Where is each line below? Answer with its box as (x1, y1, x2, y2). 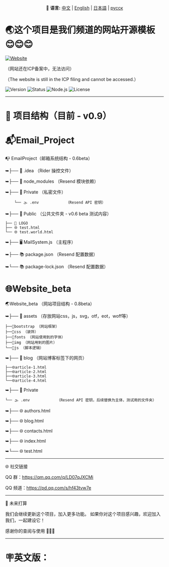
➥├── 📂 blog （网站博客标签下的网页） (5, 355, 87, 361)
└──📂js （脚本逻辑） (5, 345, 44, 350)
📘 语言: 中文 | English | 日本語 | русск (46, 5, 123, 11)
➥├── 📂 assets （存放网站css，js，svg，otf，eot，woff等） (5, 313, 131, 319)
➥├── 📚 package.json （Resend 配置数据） (5, 251, 98, 257)
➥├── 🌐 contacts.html (5, 428, 53, 434)
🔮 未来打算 (5, 501, 28, 506)
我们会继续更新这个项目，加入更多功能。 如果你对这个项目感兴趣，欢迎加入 (5, 511, 161, 517)
